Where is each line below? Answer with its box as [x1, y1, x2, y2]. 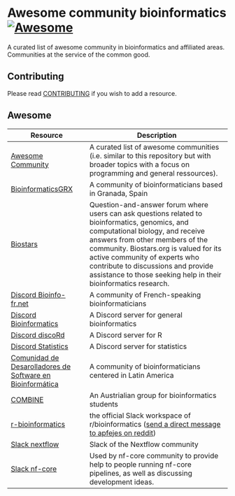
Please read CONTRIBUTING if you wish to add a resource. [7, 89, 177, 97]
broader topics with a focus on [89, 160, 190, 169]
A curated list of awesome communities [89, 142, 220, 152]
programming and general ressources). [89, 168, 218, 178]
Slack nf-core [10, 464, 57, 474]
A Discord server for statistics [89, 341, 187, 351]
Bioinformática [10, 379, 59, 389]
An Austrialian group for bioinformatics [89, 390, 217, 400]
